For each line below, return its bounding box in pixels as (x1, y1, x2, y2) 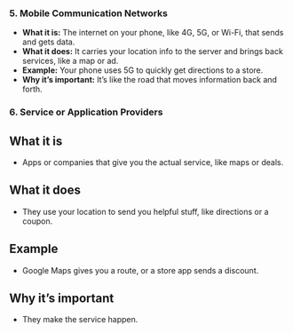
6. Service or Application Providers (9, 106, 163, 118)
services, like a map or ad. (21, 56, 119, 67)
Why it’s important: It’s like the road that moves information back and (21, 75, 278, 85)
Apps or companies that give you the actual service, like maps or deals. (21, 157, 284, 168)
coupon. (21, 216, 53, 226)
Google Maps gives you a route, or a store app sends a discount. (21, 265, 259, 275)
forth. (21, 83, 43, 95)
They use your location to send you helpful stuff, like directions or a (21, 206, 269, 217)
